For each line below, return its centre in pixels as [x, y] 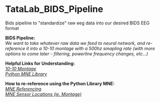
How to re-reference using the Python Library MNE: [60, 84]
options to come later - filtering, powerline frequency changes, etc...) [77, 54]
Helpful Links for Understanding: [40, 63]
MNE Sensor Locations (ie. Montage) [43, 94]
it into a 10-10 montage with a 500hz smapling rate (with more [91, 48]
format [12, 28]
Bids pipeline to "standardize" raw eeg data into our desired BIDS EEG [77, 23]
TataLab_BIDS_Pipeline [54, 9]
